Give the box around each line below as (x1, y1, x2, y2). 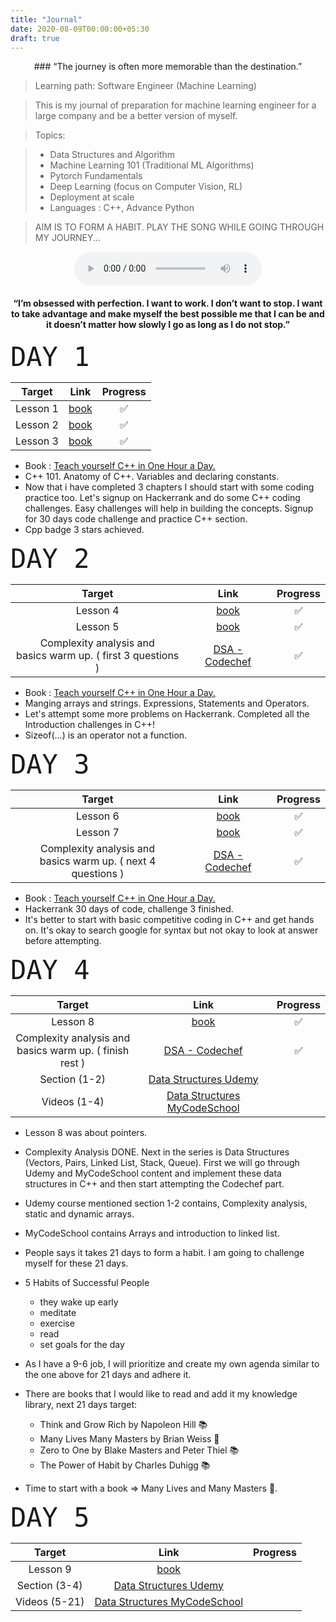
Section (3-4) (16, 1578, 83, 1592)
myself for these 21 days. (24, 1257, 129, 1269)
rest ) (59, 1056, 86, 1070)
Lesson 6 (75, 809, 120, 823)
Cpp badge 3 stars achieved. (24, 523, 145, 535)
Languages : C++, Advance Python (49, 202, 195, 214)
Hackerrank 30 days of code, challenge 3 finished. (24, 902, 234, 915)
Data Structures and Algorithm (49, 149, 176, 161)
